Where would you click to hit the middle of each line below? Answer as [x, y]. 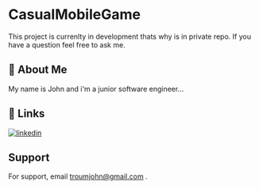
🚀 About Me [38, 70]
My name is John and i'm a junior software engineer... [96, 89]
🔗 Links [27, 113]
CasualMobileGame [75, 15]
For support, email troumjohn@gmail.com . [78, 176]
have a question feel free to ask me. [67, 44]
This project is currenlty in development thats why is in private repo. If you [130, 36]
